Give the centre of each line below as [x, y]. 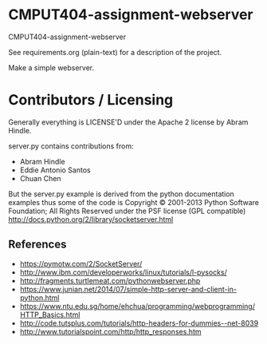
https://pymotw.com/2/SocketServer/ [81, 263]
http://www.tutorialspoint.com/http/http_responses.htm [110, 331]
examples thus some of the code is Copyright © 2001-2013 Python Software [134, 202]
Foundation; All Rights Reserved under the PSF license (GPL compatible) [127, 211]
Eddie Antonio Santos [55, 170]
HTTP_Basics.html [50, 314]
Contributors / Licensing [91, 100]
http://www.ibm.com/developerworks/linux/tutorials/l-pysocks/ [123, 272]
